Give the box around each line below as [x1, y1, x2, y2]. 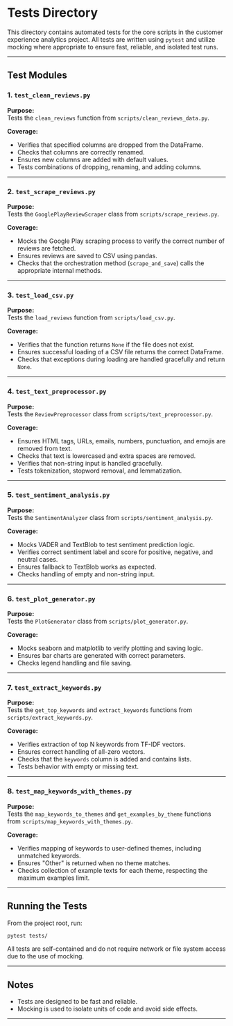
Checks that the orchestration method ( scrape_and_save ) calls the [17, 259, 205, 267]
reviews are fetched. [17, 244, 76, 252]
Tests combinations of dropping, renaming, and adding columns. [17, 162, 202, 171]
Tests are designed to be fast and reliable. [17, 997, 137, 1006]
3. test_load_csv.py [7, 290, 74, 300]
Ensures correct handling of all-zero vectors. [17, 748, 146, 756]
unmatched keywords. [17, 851, 81, 860]
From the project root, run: [7, 919, 83, 927]
